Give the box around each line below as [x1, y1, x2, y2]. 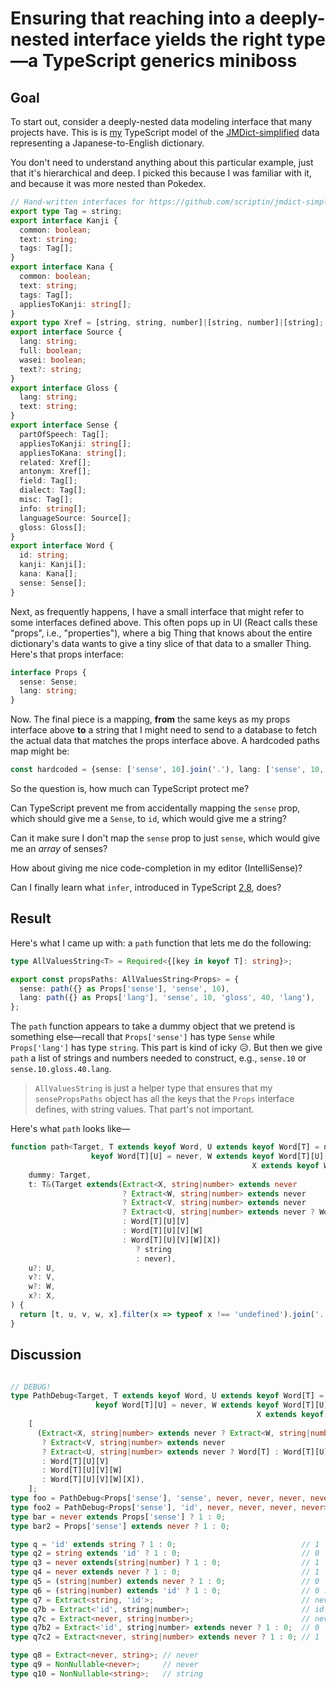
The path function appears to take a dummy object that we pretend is [10, 1020, 296, 1032]
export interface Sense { [10, 420, 118, 430]
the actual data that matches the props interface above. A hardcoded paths [10, 735, 320, 747]
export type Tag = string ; [10, 206, 123, 216]
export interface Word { [10, 541, 114, 551]
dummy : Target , [28, 1170, 92, 1180]
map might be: [10, 745, 70, 757]
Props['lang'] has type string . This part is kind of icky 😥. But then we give [10, 1042, 323, 1054]
